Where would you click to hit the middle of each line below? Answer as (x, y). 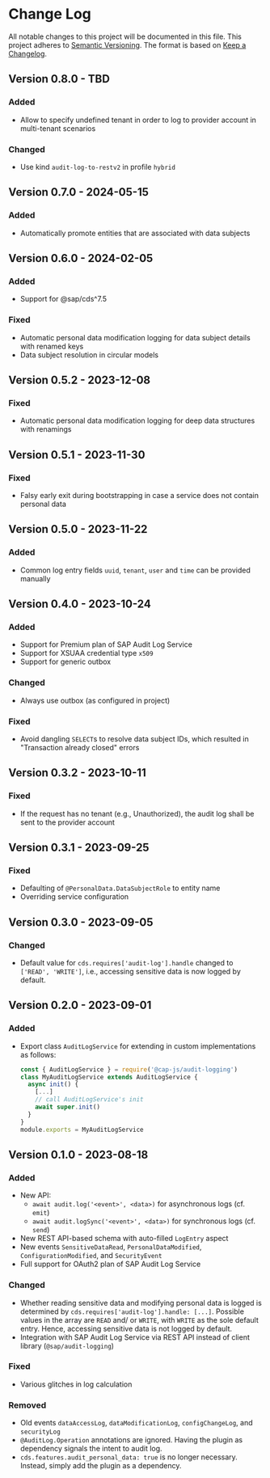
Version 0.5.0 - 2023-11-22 (78, 529)
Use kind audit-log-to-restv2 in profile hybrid (98, 167)
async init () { (53, 1084)
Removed (27, 1405)
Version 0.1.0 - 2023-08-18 (78, 1154)
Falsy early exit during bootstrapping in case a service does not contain (139, 495)
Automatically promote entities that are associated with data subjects (135, 233)
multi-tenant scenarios (58, 128)
